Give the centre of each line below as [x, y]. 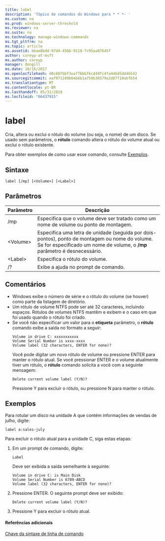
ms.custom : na [20, 19]
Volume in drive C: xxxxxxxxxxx [45, 337]
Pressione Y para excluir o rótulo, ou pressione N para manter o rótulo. [83, 388]
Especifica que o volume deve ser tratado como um [96, 218]
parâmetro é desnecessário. [69, 251]
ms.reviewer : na [22, 28]
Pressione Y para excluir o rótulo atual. [51, 511]
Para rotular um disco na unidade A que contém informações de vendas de [81, 416]
